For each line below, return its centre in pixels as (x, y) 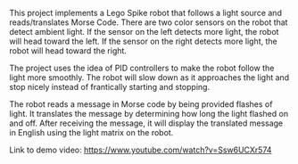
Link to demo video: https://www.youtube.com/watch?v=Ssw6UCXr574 (141, 150)
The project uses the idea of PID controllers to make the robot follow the (142, 68)
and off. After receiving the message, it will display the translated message (146, 123)
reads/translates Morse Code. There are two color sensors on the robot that (149, 22)
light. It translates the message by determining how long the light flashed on (149, 114)
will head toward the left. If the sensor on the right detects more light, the (144, 41)
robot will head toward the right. (68, 51)
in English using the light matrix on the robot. (91, 132)
